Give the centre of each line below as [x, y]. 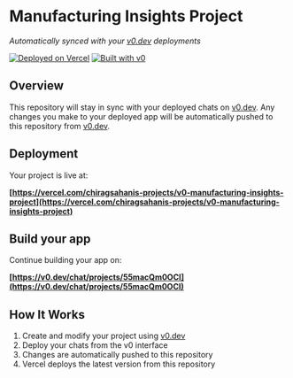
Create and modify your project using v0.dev [104, 336]
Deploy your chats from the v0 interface [95, 345]
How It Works [47, 315]
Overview [37, 86]
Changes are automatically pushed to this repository [117, 355]
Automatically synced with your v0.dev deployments [105, 41]
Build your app [50, 239]
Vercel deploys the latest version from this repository [119, 364]
